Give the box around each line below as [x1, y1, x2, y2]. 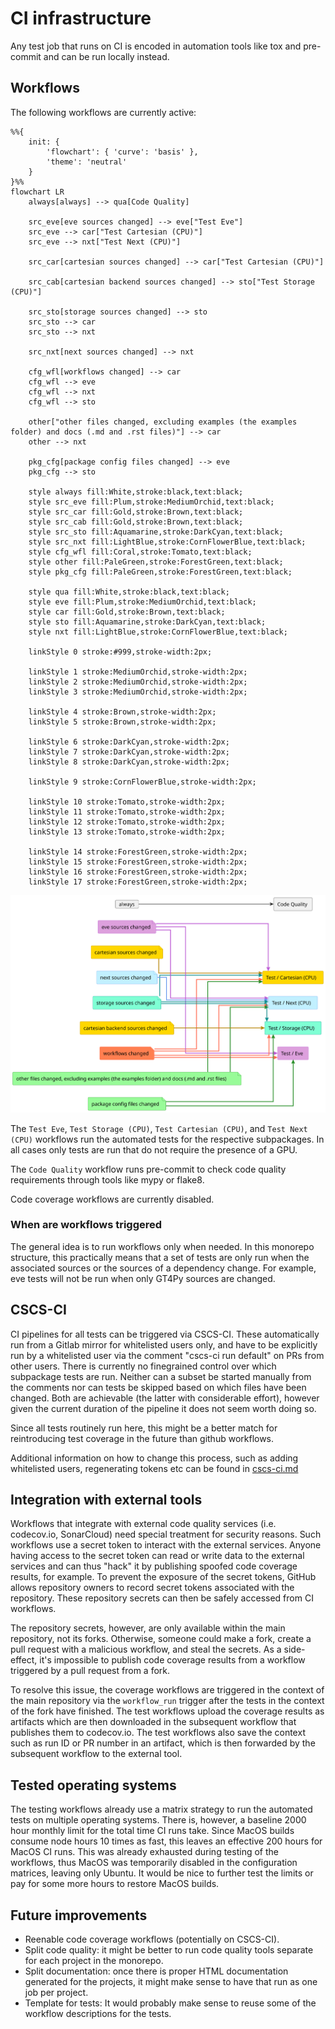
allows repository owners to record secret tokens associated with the [10, 1582, 295, 1594]
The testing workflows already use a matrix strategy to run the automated [10, 1803, 313, 1816]
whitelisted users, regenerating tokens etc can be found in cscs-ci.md [10, 1462, 299, 1474]
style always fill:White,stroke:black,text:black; [28, 487, 244, 497]
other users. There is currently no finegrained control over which [10, 1360, 277, 1372]
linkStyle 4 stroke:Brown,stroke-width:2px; [28, 707, 217, 717]
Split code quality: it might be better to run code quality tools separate [24, 1944, 314, 1956]
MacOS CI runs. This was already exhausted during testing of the [10, 1846, 279, 1858]
